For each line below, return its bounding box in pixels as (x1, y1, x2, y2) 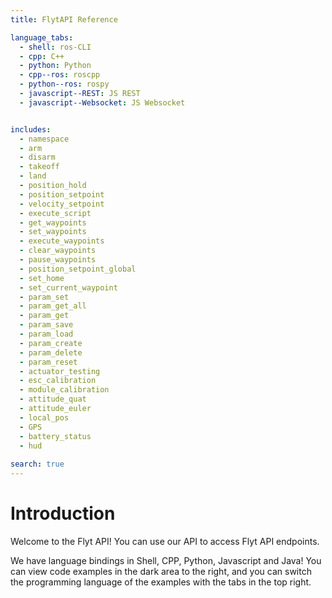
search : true (10, 459, 65, 470)
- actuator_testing (19, 366, 101, 376)
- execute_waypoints (19, 236, 105, 246)
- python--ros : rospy (19, 79, 110, 90)
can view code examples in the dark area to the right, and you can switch (10, 565, 312, 577)
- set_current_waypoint (19, 282, 118, 293)
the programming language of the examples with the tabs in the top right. (10, 576, 312, 588)
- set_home (19, 273, 65, 283)
